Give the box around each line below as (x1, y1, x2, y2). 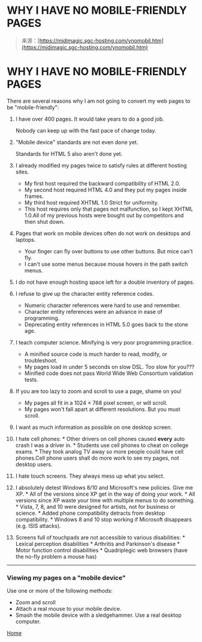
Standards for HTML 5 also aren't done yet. (15, 150, 123, 157)
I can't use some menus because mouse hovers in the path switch (24, 260, 188, 268)
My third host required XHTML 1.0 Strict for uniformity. (24, 199, 159, 206)
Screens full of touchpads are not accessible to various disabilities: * (15, 533, 185, 541)
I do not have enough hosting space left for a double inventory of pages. (15, 278, 195, 286)
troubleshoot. (24, 356, 58, 364)
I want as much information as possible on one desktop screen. (15, 424, 173, 431)
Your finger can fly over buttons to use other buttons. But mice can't (24, 247, 194, 255)
